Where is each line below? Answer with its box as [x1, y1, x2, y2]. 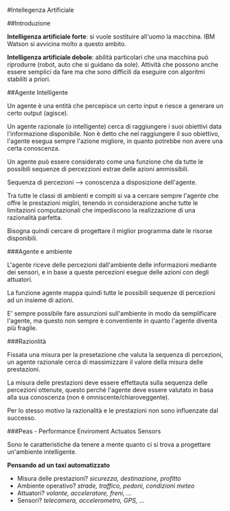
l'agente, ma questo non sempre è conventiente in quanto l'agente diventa [7, 316, 218, 325]
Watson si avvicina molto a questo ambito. [7, 40, 127, 47]
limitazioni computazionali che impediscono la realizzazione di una [7, 206, 196, 214]
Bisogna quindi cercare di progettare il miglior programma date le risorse [7, 227, 213, 235]
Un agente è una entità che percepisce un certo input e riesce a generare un [7, 102, 224, 109]
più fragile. [7, 324, 38, 332]
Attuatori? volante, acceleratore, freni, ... [16, 489, 132, 497]
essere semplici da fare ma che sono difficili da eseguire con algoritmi [7, 68, 205, 76]
